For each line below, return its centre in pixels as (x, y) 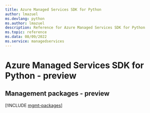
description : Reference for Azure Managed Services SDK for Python (75, 28)
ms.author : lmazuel (25, 23)
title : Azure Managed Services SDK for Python (53, 9)
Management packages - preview (57, 94)
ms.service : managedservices (35, 41)
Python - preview (41, 75)
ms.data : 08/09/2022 (26, 37)
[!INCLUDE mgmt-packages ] (34, 105)
